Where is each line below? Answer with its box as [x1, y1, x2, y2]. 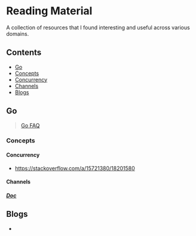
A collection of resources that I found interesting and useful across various [6, 24, 190, 31]
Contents [6, 48, 42, 58]
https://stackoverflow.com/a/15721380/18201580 [14, 164, 136, 172]
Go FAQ [20, 122, 40, 129]
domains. [6, 30, 29, 37]
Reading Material [6, 4, 93, 18]
